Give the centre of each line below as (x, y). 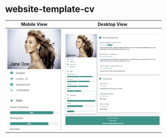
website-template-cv (50, 9)
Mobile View (34, 24)
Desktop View (113, 24)
